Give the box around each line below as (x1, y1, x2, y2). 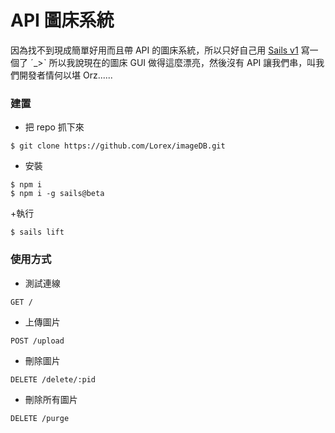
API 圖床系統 (10, 9, 115, 32)
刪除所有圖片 (24, 393, 78, 405)
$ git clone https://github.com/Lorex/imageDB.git (10, 141, 226, 151)
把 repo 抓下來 (24, 121, 85, 133)
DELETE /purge (10, 413, 70, 423)
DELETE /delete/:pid (10, 374, 97, 385)
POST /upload (10, 336, 65, 346)
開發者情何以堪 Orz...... (18, 69, 113, 81)
